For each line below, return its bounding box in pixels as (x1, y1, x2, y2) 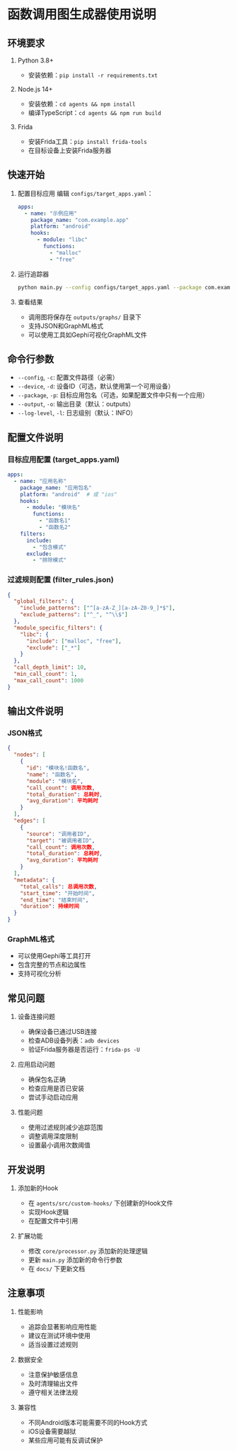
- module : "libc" (36, 236, 88, 243)
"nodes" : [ (13, 751, 46, 759)
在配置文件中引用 (28, 1216, 79, 1225)
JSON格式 (7, 728, 42, 738)
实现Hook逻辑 (28, 1207, 69, 1216)
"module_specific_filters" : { (13, 624, 103, 631)
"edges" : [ (13, 817, 46, 825)
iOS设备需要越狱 (28, 1427, 76, 1435)
